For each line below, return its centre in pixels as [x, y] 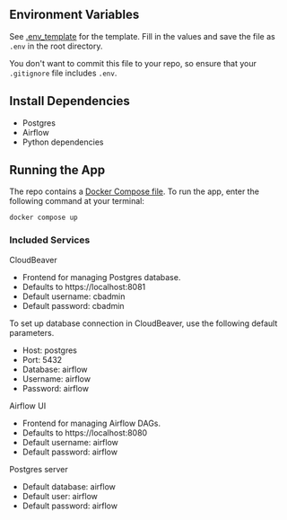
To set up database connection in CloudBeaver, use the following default [143, 323]
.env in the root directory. [56, 46]
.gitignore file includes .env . [63, 73]
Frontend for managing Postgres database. [101, 277]
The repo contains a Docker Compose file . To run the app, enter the [135, 191]
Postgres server [39, 469]
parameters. [32, 332]
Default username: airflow [70, 442]
